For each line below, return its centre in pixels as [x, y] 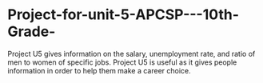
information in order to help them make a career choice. [99, 70]
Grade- [32, 32]
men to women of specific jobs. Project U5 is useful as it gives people [122, 62]
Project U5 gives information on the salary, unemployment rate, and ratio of [131, 53]
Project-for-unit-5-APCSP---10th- [123, 15]
